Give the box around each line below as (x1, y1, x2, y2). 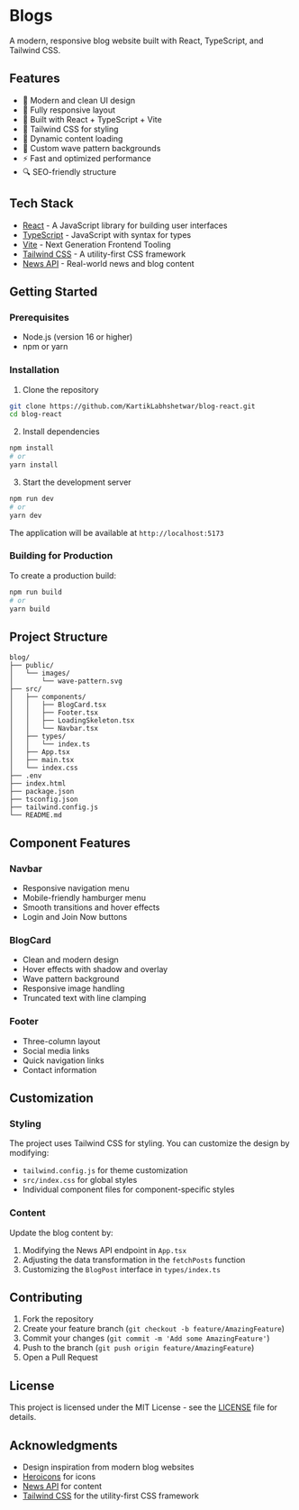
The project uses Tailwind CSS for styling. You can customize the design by (9, 1138, 290, 1149)
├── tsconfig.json (9, 795, 78, 805)
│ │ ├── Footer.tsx (9, 708, 99, 717)
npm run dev (9, 494, 54, 503)
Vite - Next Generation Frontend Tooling (22, 239, 171, 250)
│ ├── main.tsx (9, 756, 75, 765)
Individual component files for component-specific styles (22, 1184, 235, 1195)
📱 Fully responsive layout (22, 105, 115, 115)
